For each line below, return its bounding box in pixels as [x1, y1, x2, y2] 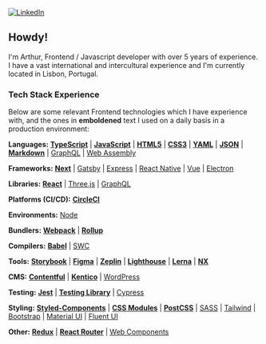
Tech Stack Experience [8, 89, 100, 100]
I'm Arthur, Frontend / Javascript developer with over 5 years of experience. [8, 52, 258, 62]
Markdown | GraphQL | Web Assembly [8, 148, 137, 158]
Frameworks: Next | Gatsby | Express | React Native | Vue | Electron [8, 164, 234, 174]
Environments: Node [8, 210, 78, 220]
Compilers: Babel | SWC [8, 241, 90, 251]
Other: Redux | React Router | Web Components [8, 327, 169, 337]
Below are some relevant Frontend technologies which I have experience [8, 107, 248, 117]
